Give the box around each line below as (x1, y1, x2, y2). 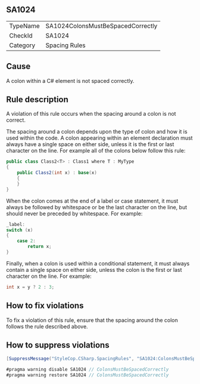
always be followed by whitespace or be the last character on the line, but (6, 203, 187, 210)
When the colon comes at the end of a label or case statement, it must (6, 197, 179, 205)
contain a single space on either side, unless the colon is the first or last (6, 266, 183, 273)
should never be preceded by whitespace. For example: (6, 210, 143, 217)
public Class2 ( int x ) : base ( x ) (17, 170, 97, 176)
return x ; (27, 244, 52, 250)
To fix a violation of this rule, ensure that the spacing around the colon (6, 316, 179, 324)
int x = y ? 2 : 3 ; (6, 284, 55, 290)
